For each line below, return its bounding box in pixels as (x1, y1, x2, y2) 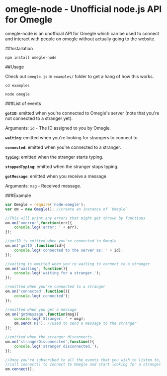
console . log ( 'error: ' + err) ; (14, 225, 79, 230)
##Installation (5, 45, 33, 51)
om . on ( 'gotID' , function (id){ (5, 243, 66, 248)
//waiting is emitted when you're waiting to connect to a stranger (5, 261, 150, 267)
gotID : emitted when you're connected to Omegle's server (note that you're (5, 110, 160, 116)
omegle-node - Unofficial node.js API (5, 3, 162, 15)
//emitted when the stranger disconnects (5, 335, 92, 340)
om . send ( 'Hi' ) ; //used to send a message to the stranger (14, 321, 137, 326)
